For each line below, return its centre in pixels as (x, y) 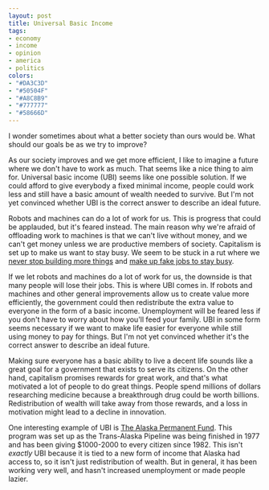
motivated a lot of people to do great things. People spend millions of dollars (134, 386)
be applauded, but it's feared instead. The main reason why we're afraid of (132, 227)
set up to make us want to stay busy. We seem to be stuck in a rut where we (134, 253)
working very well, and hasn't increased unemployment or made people (127, 470)
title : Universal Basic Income (61, 23)
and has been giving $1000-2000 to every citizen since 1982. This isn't (126, 445)
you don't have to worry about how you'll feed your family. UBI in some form (134, 319)
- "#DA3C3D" (28, 83)
